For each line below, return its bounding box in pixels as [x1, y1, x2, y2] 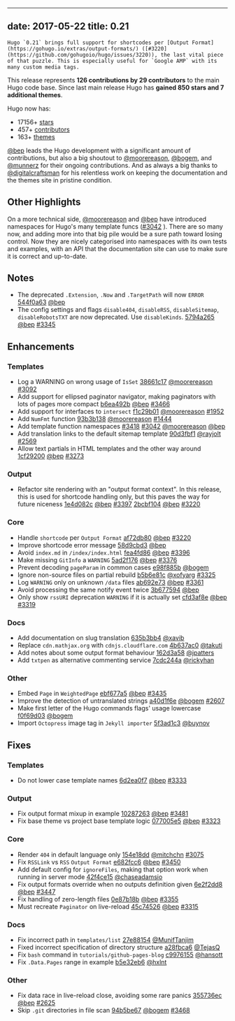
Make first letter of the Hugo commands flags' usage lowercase [17, 704, 201, 713]
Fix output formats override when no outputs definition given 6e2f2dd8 [17, 880, 223, 888]
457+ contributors [17, 125, 70, 134]
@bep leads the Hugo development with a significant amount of [7, 146, 191, 155]
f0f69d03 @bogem [17, 711, 73, 720]
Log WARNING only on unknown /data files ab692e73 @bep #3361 [17, 578, 204, 586]
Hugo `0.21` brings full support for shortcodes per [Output [7, 39, 190, 46]
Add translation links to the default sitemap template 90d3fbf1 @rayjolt [17, 429, 222, 438]
